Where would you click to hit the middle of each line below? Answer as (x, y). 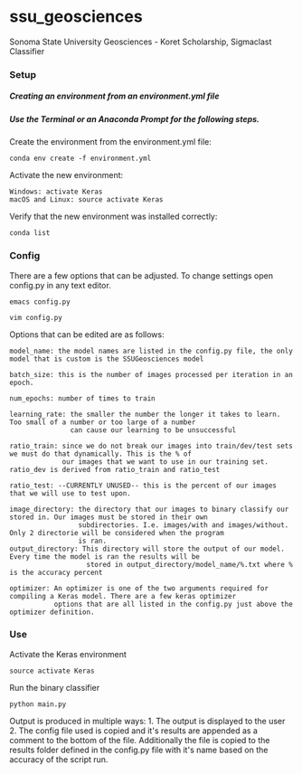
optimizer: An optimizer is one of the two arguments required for (139, 588)
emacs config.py (40, 302)
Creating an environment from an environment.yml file (114, 96)
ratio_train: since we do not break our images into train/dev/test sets (151, 446)
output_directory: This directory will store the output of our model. (147, 549)
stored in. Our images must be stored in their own (109, 517)
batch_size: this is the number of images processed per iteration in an (151, 374)
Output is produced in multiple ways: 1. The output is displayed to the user (147, 721)
